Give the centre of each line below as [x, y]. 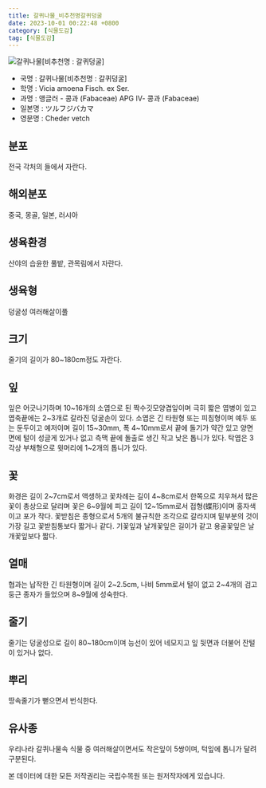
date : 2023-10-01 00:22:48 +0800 [64, 23]
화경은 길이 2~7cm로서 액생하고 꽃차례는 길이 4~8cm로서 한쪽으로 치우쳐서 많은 [133, 496]
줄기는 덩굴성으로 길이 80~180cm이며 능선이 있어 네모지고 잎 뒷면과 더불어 [125, 642]
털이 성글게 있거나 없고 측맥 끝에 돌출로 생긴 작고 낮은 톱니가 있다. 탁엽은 [135, 438]
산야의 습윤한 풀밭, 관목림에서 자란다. [66, 263]
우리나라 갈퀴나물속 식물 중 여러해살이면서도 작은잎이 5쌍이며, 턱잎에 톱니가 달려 [133, 749]
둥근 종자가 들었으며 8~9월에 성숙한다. [68, 594]
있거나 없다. [35, 652]
